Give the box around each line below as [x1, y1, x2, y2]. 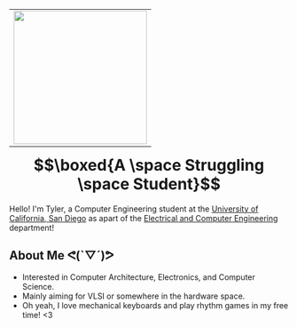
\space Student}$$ [76, 174, 222, 194]
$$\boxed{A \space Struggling [34, 156, 264, 175]
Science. [21, 281, 55, 291]
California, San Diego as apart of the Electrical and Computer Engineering [9, 212, 278, 223]
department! [9, 222, 55, 233]
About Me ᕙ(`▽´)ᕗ [9, 248, 114, 263]
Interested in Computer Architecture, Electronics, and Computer [21, 271, 255, 283]
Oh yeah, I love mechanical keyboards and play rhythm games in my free [21, 299, 289, 310]
